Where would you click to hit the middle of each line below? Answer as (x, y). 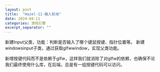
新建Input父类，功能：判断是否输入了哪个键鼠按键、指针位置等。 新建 (75, 42)
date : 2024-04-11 (23, 18)
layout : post (18, 9)
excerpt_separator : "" (28, 28)
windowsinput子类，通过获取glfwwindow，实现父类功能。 (63, 48)
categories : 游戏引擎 (26, 23)
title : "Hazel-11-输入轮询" (33, 14)
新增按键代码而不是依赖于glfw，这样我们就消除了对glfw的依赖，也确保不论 (80, 58)
